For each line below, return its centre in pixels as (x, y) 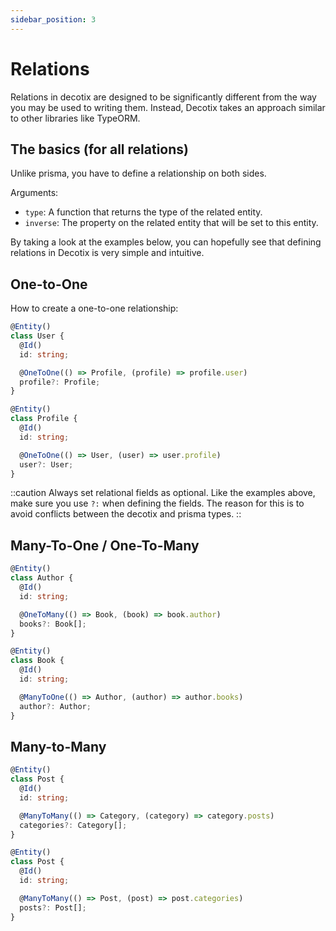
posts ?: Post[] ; (53, 907)
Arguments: (34, 193)
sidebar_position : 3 (53, 19)
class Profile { (44, 419)
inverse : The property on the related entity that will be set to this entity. (171, 223)
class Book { (37, 661)
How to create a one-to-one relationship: (94, 308)
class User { (37, 336)
